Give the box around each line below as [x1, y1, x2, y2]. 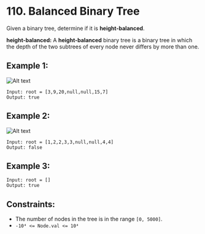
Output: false [6, 144, 43, 151]
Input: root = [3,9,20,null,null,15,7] [6, 89, 109, 95]
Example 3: [6, 160, 50, 171]
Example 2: [6, 111, 50, 121]
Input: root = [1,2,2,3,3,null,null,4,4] [6, 139, 114, 145]
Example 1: [6, 61, 48, 71]
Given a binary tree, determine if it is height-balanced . [6, 25, 145, 32]
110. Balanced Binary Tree [6, 4, 140, 18]
